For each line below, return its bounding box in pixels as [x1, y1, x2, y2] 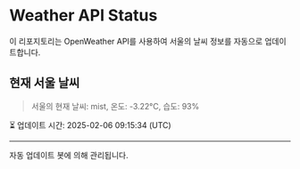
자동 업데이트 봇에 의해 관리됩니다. [9, 149, 129, 160]
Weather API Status [9, 5, 158, 26]
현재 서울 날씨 [9, 76, 80, 91]
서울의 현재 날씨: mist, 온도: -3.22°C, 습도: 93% [30, 101, 200, 111]
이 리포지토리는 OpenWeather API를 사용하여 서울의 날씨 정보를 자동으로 [9, 36, 263, 46]
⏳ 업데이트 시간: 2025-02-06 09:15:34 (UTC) [9, 119, 171, 130]
